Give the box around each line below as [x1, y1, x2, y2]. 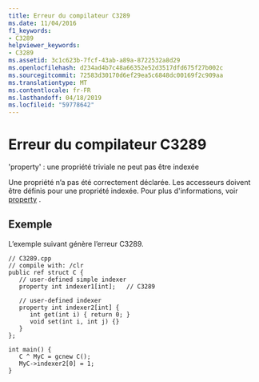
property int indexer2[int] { [18, 304, 120, 312]
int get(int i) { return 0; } [29, 310, 130, 319]
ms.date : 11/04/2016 [8, 19, 78, 27]
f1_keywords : [8, 26, 52, 34]
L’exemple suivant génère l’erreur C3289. [8, 239, 144, 248]
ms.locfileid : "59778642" [8, 101, 94, 109]
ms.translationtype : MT [8, 78, 88, 86]
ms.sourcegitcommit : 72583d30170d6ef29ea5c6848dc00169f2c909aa [8, 71, 224, 79]
